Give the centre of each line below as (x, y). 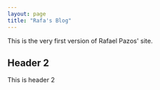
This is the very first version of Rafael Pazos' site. (80, 40)
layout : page (27, 14)
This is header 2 (31, 80)
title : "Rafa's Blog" (40, 21)
